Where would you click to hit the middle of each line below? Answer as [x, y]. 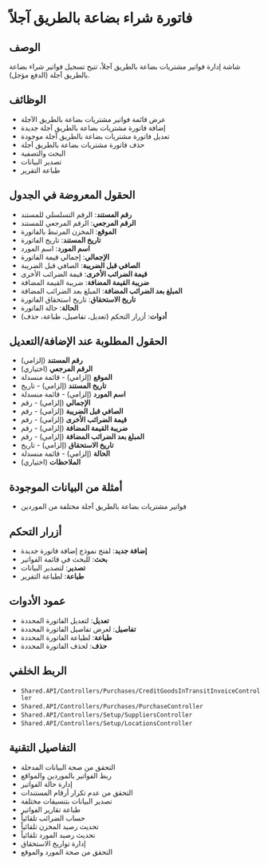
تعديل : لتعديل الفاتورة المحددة [65, 620]
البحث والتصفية [43, 153]
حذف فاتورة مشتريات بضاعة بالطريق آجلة [83, 144]
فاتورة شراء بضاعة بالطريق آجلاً [101, 18]
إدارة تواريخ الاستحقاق [53, 843]
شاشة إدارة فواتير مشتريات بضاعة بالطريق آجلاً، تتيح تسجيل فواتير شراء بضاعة [125, 66]
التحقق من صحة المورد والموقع [67, 851]
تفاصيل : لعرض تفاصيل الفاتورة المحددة [78, 629]
